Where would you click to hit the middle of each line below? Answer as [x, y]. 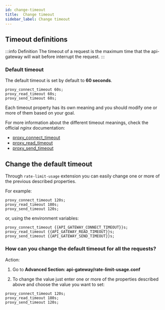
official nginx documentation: [35, 128]
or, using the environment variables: [42, 218]
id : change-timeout [25, 10]
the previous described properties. [41, 181]
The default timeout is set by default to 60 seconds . [59, 80]
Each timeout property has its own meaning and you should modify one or [81, 107]
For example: [19, 191]
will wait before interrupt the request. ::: [64, 57]
